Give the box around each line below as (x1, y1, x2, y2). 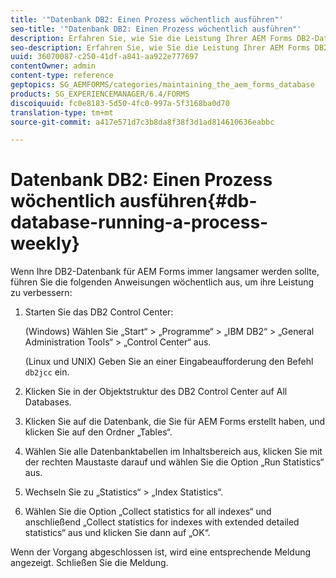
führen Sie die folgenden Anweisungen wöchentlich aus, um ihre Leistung (10, 276, 315, 288)
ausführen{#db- (119, 190, 258, 213)
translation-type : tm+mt (10, 107, 114, 118)
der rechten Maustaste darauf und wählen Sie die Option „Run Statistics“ (24, 456, 325, 468)
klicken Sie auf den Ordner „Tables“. (24, 426, 173, 438)
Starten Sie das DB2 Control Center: (24, 306, 174, 318)
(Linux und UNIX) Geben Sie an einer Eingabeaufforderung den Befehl (24, 356, 314, 368)
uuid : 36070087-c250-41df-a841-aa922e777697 (10, 52, 199, 62)
